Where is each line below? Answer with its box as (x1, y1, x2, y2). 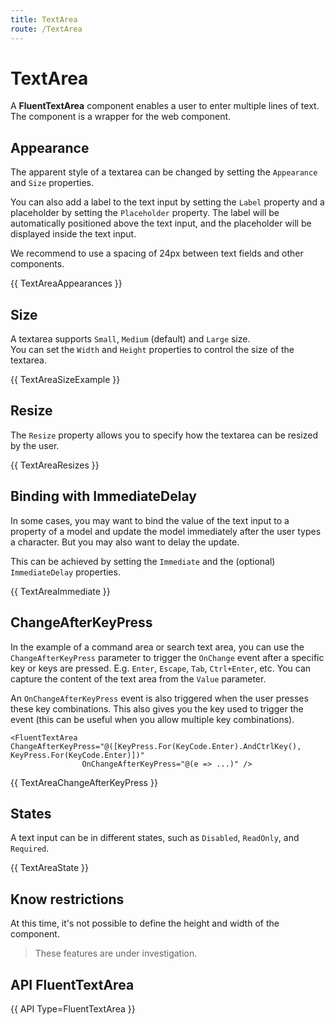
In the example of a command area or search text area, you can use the (10, 641, 305, 653)
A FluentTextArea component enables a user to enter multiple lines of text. (10, 100, 320, 112)
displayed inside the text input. (10, 228, 137, 240)
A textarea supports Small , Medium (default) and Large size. (10, 333, 251, 345)
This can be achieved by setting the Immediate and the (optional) (10, 555, 276, 567)
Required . (10, 842, 50, 855)
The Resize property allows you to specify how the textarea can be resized (10, 429, 318, 441)
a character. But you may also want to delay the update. (10, 536, 240, 548)
